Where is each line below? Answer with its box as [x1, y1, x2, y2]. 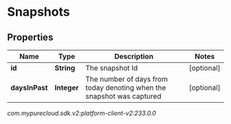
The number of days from [85, 75, 168, 84]
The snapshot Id [85, 63, 138, 73]
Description [114, 52, 153, 61]
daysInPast [10, 83, 48, 92]
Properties [7, 32, 54, 43]
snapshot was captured [85, 92, 162, 101]
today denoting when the [85, 83, 166, 92]
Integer [54, 83, 79, 92]
